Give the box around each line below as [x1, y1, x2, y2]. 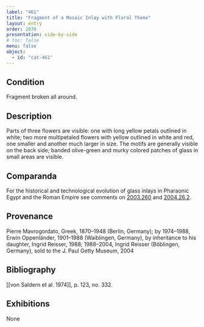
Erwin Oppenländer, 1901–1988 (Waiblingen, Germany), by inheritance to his [6, 233, 197, 241]
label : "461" [6, 9, 40, 15]
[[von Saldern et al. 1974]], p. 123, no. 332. [6, 281, 113, 288]
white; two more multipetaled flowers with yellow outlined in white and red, [6, 134, 194, 141]
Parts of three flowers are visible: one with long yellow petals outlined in [6, 127, 187, 134]
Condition [6, 77, 44, 87]
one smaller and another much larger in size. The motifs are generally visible [6, 140, 199, 147]
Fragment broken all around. [6, 93, 77, 101]
